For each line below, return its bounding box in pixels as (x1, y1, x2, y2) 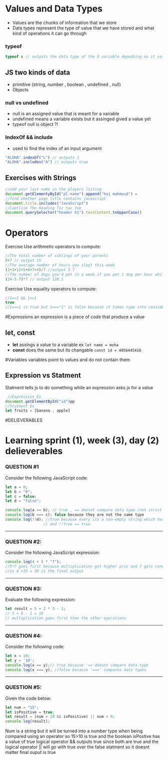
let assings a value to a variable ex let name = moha (12, 342, 119, 348)
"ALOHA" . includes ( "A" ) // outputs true (5, 160, 88, 165)
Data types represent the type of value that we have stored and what (12, 25, 154, 31)
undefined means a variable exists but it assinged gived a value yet (12, 116, 151, 122)
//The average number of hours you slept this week (5, 263, 115, 268)
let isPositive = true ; (5, 709, 55, 715)
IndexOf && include (5, 134, 53, 141)
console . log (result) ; (5, 719, 50, 724)
